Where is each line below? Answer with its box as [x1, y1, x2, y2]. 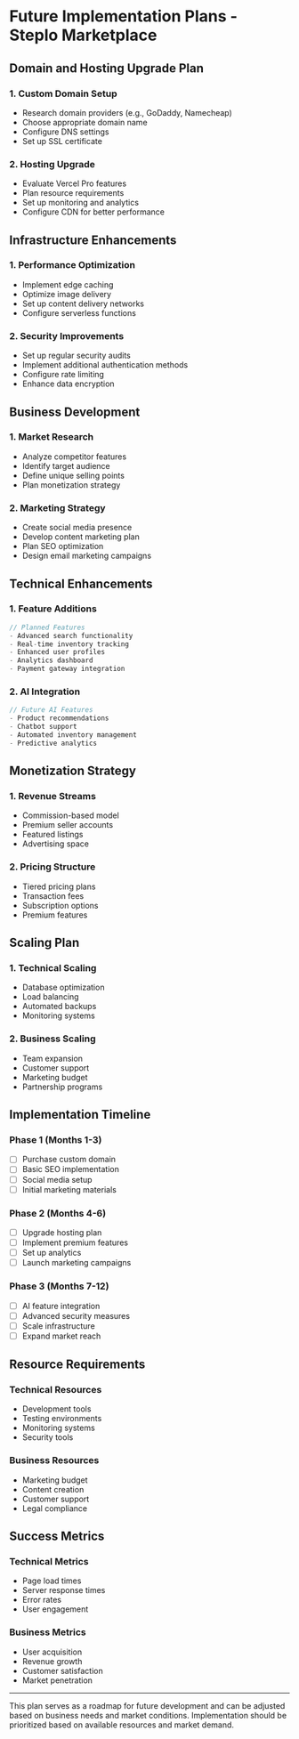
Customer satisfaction [21, 1665, 104, 1676]
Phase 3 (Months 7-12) [9, 1280, 109, 1292]
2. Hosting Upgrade [9, 158, 95, 170]
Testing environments [21, 1413, 102, 1424]
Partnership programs [21, 1081, 103, 1092]
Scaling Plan [9, 935, 80, 950]
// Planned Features [9, 623, 86, 632]
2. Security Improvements [9, 329, 125, 342]
